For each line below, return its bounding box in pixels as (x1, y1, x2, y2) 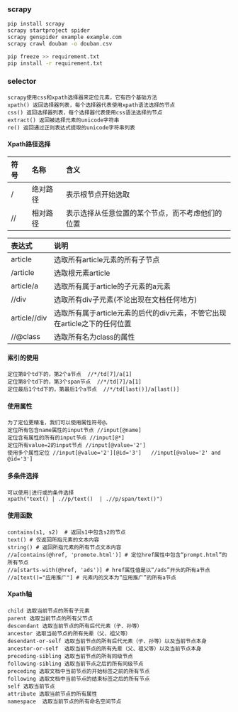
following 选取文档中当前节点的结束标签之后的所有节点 (7, 676, 150, 683)
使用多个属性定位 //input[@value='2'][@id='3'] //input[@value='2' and (7, 449, 221, 457)
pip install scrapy (7, 21, 65, 28)
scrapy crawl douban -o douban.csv (7, 40, 113, 47)
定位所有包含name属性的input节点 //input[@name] (7, 427, 142, 434)
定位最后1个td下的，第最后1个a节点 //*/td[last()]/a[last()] (7, 386, 180, 393)
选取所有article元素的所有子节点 (53, 255, 160, 265)
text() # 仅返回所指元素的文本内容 (7, 536, 100, 544)
